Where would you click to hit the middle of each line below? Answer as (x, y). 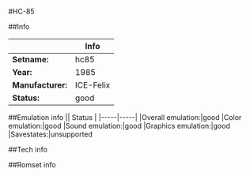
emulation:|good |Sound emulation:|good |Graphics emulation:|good (119, 126)
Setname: (30, 60)
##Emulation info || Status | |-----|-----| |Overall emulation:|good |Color (125, 117)
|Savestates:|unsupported (51, 134)
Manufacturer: (40, 85)
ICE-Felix (93, 85)
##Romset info (32, 165)
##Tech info (28, 150)
